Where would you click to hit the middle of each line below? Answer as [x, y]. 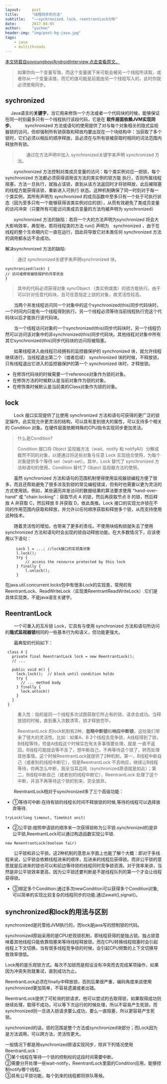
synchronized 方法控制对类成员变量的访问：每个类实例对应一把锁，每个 [87, 172]
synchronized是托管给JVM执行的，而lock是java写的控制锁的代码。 [74, 925]
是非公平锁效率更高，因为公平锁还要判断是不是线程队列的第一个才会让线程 [85, 872]
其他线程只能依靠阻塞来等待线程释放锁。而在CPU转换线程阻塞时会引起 [86, 942]
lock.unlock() [35, 692]
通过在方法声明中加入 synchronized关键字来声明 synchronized [90, 155]
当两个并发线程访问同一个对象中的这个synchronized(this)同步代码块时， [87, 305]
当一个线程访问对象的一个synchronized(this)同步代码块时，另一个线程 [85, 328]
